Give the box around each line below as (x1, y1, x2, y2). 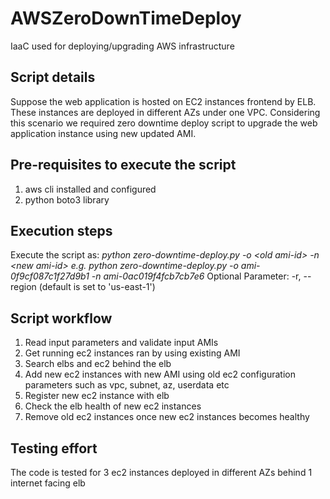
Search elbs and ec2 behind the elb (24, 358, 172, 370)
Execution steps (10, 222, 113, 239)
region (10, 281, 37, 293)
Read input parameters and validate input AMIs (24, 337, 219, 349)
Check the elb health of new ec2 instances (24, 400, 202, 412)
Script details (10, 69, 96, 86)
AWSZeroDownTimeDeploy (10, 7, 242, 30)
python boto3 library (24, 193, 110, 206)
